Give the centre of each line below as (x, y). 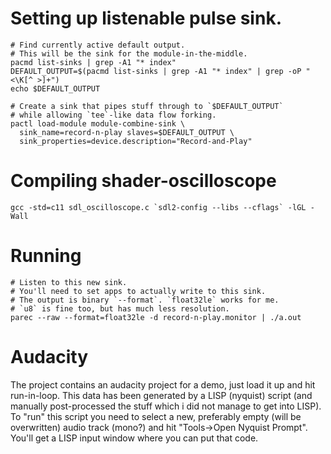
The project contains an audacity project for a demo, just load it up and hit (163, 384)
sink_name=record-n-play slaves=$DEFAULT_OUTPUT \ (127, 132)
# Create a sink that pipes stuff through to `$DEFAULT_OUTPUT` (147, 106)
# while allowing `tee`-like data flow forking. (113, 115)
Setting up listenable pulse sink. (146, 18)
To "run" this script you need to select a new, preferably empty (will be (156, 416)
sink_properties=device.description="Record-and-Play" (136, 141)
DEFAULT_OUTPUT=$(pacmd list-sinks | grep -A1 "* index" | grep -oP (156, 71)
